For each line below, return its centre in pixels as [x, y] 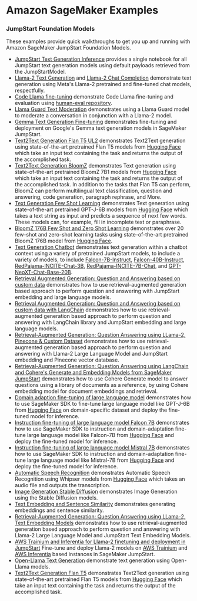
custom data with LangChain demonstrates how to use [81, 310]
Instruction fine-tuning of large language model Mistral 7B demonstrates [102, 448]
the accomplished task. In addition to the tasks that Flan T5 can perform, [103, 185]
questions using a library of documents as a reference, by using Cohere [101, 385]
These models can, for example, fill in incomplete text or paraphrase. [98, 222]
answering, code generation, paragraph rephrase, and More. [88, 197]
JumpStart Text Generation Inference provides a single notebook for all [101, 59]
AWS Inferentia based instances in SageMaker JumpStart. [85, 554]
